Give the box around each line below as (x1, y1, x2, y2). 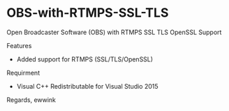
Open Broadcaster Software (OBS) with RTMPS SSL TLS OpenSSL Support (6, 28, 222, 36)
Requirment (6, 68, 40, 77)
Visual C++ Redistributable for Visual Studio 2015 (16, 82, 158, 90)
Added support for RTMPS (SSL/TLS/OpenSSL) (16, 54, 154, 64)
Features (6, 41, 32, 50)
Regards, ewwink (6, 96, 57, 104)
